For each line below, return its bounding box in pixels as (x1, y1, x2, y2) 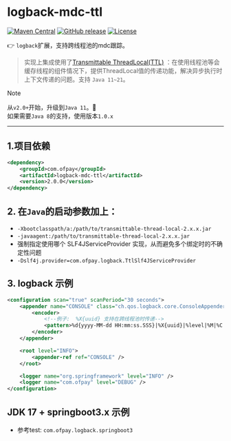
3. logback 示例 (7, 278, 74, 289)
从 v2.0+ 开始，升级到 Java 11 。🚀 (7, 103, 97, 111)
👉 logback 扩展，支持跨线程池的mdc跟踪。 (7, 41, 129, 49)
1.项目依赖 (7, 141, 51, 152)
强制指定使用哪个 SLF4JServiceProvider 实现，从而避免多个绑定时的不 (16, 239, 217, 248)
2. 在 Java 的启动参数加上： (7, 205, 118, 217)
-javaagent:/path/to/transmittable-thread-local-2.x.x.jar (16, 232, 190, 240)
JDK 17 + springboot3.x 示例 (7, 406, 130, 418)
